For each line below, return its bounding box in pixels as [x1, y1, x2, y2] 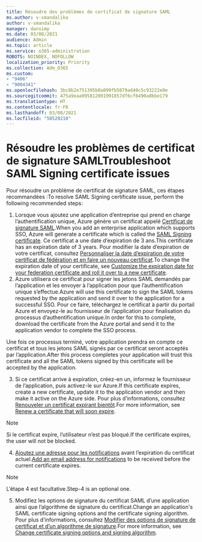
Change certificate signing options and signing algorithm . [14, 529, 158, 537]
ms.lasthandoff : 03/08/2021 [6, 110, 77, 116]
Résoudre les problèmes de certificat [6, 141, 195, 155]
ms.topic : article [6, 43, 52, 49]
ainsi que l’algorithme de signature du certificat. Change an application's [14, 503, 194, 511]
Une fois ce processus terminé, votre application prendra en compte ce [6, 338, 183, 345]
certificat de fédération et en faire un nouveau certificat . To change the [14, 256, 190, 263]
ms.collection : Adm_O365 [6, 65, 69, 71]
